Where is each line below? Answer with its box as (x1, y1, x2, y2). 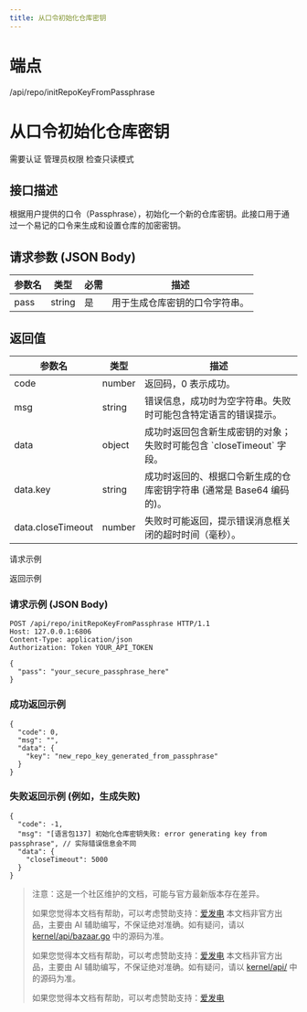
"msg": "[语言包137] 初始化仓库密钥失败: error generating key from (17, 829, 268, 838)
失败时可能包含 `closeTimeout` (144, 439, 276, 452)
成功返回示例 (9, 698, 67, 711)
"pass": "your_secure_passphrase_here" (17, 667, 170, 676)
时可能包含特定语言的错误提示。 (144, 408, 282, 421)
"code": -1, (17, 819, 64, 828)
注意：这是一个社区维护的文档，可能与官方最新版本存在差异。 (31, 888, 265, 899)
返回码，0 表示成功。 (144, 377, 236, 389)
